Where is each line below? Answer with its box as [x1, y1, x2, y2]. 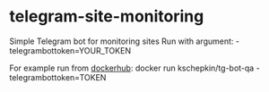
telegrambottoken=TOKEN [9, 71, 107, 82]
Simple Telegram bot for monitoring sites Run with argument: [9, 36, 234, 46]
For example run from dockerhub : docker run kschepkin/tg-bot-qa [9, 63, 255, 73]
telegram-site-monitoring [9, 6, 204, 27]
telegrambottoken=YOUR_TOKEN [9, 45, 132, 55]
